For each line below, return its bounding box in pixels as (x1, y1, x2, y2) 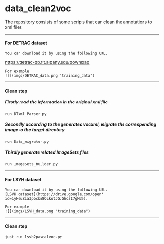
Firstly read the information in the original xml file (5, 99, 108, 105)
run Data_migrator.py (5, 139, 49, 144)
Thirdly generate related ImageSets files (5, 149, 89, 155)
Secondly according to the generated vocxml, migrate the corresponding (5, 122, 157, 127)
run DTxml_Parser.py (5, 111, 47, 116)
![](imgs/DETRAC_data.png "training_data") (5, 73, 95, 78)
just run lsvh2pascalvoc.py (5, 235, 62, 240)
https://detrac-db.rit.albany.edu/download (5, 60, 90, 65)
